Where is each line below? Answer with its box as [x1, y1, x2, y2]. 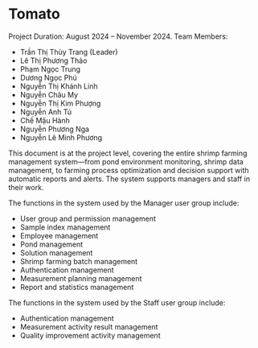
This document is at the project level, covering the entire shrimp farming [8, 148, 248, 158]
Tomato [8, 5, 60, 23]
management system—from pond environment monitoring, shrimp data [8, 156, 244, 166]
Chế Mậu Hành [19, 115, 70, 125]
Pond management [19, 239, 84, 249]
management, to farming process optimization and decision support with [8, 165, 249, 175]
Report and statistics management [19, 282, 134, 292]
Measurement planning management [19, 273, 142, 283]
